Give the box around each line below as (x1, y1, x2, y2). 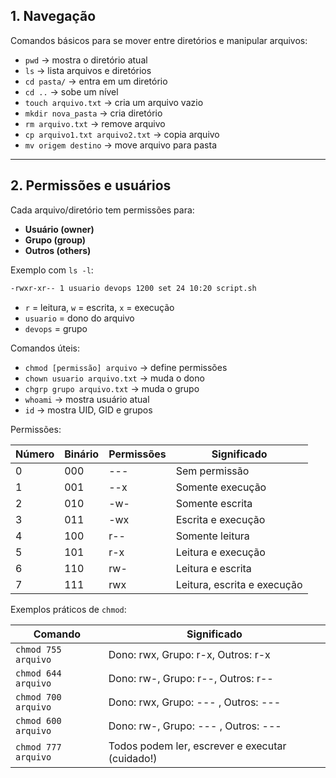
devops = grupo (24, 322, 88, 334)
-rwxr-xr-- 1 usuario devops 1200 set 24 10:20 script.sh (10, 283, 257, 293)
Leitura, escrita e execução (175, 577, 303, 591)
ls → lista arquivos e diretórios (24, 64, 152, 76)
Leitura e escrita (175, 561, 252, 575)
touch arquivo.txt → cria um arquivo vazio (24, 96, 204, 108)
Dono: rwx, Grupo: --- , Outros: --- (108, 695, 282, 709)
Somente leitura (175, 529, 250, 543)
